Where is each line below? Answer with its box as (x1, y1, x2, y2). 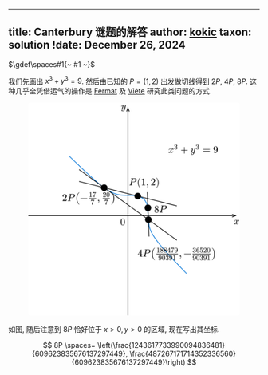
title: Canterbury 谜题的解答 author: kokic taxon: (8, 26, 252, 39)
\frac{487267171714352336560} (129, 349, 237, 359)
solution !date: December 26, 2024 (8, 38, 186, 52)
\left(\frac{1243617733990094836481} (97, 341, 226, 350)
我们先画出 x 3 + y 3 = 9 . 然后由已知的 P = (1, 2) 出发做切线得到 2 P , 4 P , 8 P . (8, 75, 249, 86)
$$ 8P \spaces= (42, 341, 96, 350)
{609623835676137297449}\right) (71, 357, 186, 367)
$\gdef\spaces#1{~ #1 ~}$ (8, 59, 96, 69)
